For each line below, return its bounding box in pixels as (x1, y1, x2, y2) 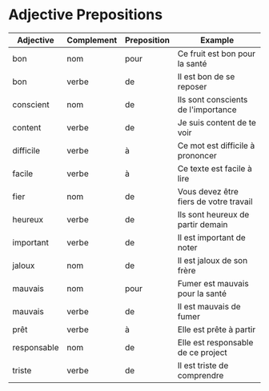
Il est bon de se (177, 70, 235, 82)
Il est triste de (177, 360, 229, 371)
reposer (177, 81, 207, 92)
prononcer (177, 150, 218, 161)
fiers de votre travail (177, 196, 254, 207)
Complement (66, 34, 118, 46)
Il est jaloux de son (177, 254, 248, 265)
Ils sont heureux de (177, 209, 250, 220)
